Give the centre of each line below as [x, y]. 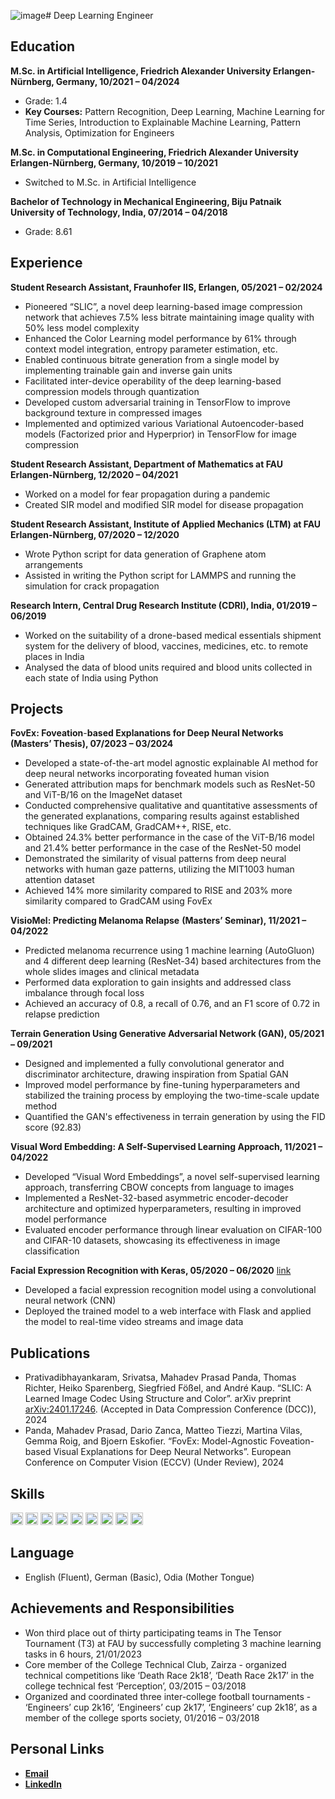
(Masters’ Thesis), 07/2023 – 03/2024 [92, 744]
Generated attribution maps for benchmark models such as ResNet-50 [170, 784]
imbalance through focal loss [84, 993]
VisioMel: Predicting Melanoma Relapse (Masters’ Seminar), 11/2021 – [158, 921]
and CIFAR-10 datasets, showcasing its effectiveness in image [152, 1241]
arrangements [53, 564]
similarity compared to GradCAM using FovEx [118, 901]
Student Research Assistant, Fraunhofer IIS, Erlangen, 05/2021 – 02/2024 [166, 287]
